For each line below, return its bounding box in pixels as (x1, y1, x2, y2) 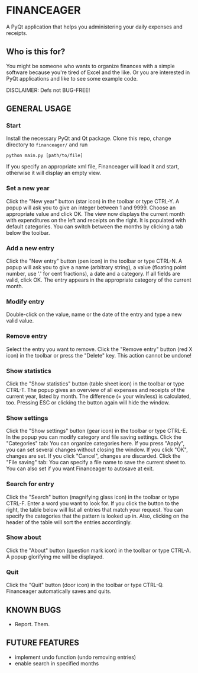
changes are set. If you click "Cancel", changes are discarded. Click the (6, 452, 181, 460)
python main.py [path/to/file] (6, 152, 83, 159)
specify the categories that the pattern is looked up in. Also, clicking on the (6, 512, 189, 519)
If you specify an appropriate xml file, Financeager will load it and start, (6, 163, 179, 170)
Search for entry (6, 480, 54, 488)
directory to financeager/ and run (6, 141, 88, 148)
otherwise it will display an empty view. (6, 170, 102, 177)
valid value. (6, 317, 34, 324)
